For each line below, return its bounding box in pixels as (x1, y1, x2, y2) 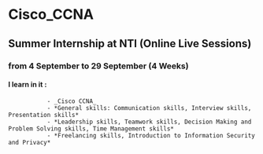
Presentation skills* (8, 111, 80, 119)
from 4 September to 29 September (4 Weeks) (8, 60, 189, 71)
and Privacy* (8, 138, 51, 146)
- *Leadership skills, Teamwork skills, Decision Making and (46, 118, 252, 126)
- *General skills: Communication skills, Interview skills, (46, 104, 252, 112)
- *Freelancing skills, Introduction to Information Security (46, 131, 256, 139)
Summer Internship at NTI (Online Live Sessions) (8, 37, 252, 50)
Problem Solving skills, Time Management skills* (8, 124, 175, 133)
